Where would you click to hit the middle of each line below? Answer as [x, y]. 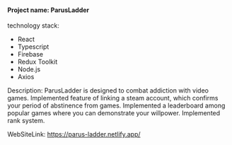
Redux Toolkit [37, 62]
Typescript [33, 47]
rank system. [26, 121]
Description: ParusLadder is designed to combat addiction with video [108, 91]
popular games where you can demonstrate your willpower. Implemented [114, 113]
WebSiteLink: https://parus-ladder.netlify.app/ [74, 134]
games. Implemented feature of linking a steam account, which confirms [113, 98]
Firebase [30, 54]
